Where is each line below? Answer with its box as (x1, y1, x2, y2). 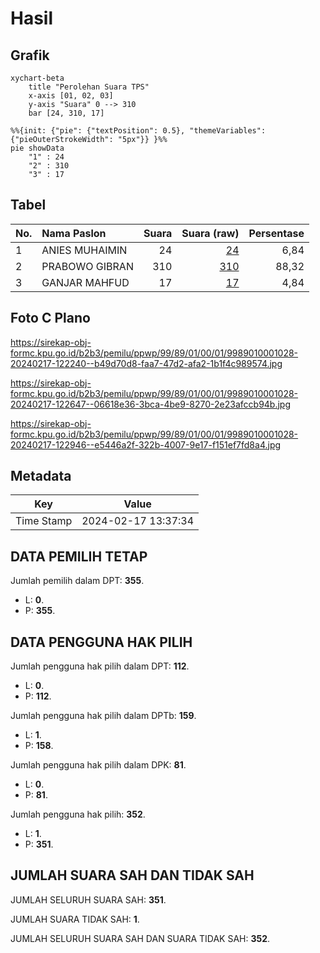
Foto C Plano (10, 310, 91, 327)
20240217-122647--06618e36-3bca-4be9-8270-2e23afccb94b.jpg (10, 398, 292, 410)
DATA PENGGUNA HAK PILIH (10, 633, 193, 651)
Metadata (10, 468, 72, 485)
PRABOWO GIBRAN (41, 259, 134, 273)
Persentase (248, 226, 305, 240)
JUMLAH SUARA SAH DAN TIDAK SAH (10, 867, 255, 884)
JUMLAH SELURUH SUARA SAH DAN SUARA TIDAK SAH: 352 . (10, 932, 271, 944)
